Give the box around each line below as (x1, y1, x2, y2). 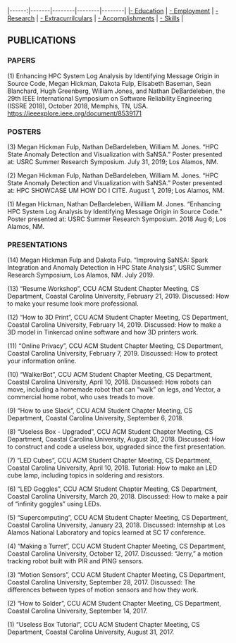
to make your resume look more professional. (7, 299, 139, 308)
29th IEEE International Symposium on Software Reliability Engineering (7, 94, 213, 102)
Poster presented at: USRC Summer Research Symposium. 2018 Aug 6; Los (7, 215, 227, 223)
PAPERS (7, 56, 36, 65)
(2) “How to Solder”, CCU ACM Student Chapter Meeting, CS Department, (7, 599, 222, 608)
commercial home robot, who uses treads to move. (7, 393, 155, 401)
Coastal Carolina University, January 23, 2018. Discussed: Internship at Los (7, 521, 225, 530)
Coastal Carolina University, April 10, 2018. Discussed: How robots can (7, 377, 212, 387)
